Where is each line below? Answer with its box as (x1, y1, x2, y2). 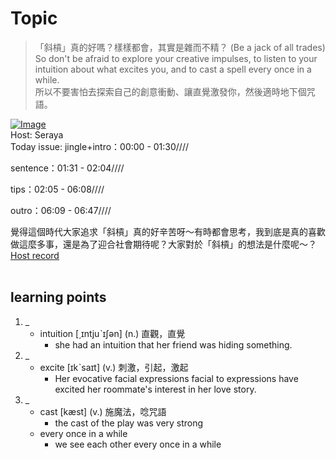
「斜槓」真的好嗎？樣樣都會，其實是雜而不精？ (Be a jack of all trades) (34, 41, 326, 53)
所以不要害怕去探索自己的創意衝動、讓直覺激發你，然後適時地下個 (34, 85, 307, 97)
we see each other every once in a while (54, 438, 222, 450)
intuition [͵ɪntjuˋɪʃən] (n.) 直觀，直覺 (39, 327, 186, 339)
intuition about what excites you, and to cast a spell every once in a (34, 63, 312, 75)
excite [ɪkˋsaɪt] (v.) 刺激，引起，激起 (39, 361, 189, 373)
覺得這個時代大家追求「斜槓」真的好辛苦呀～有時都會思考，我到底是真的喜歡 (10, 225, 326, 237)
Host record (10, 249, 60, 261)
